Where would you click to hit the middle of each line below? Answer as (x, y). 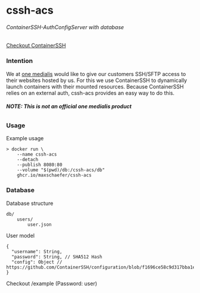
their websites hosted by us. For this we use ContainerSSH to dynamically (97, 80)
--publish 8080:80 (40, 165)
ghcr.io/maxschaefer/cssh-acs (54, 175)
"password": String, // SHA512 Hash (57, 257)
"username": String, (37, 251)
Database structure (30, 203)
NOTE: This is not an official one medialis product (69, 106)
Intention (20, 61)
